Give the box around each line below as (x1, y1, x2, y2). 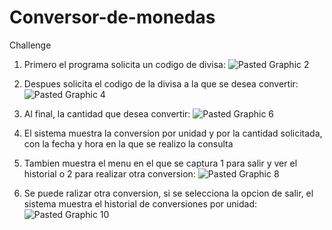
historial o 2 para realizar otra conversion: (23, 167, 196, 180)
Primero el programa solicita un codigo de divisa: (23, 58, 226, 70)
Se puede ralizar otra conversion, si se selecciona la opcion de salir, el (23, 187, 314, 199)
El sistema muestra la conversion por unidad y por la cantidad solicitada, (23, 127, 323, 139)
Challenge (9, 39, 52, 51)
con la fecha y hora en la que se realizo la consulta (23, 137, 234, 150)
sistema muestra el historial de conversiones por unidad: (23, 197, 257, 210)
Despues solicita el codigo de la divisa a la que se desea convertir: (23, 77, 299, 90)
